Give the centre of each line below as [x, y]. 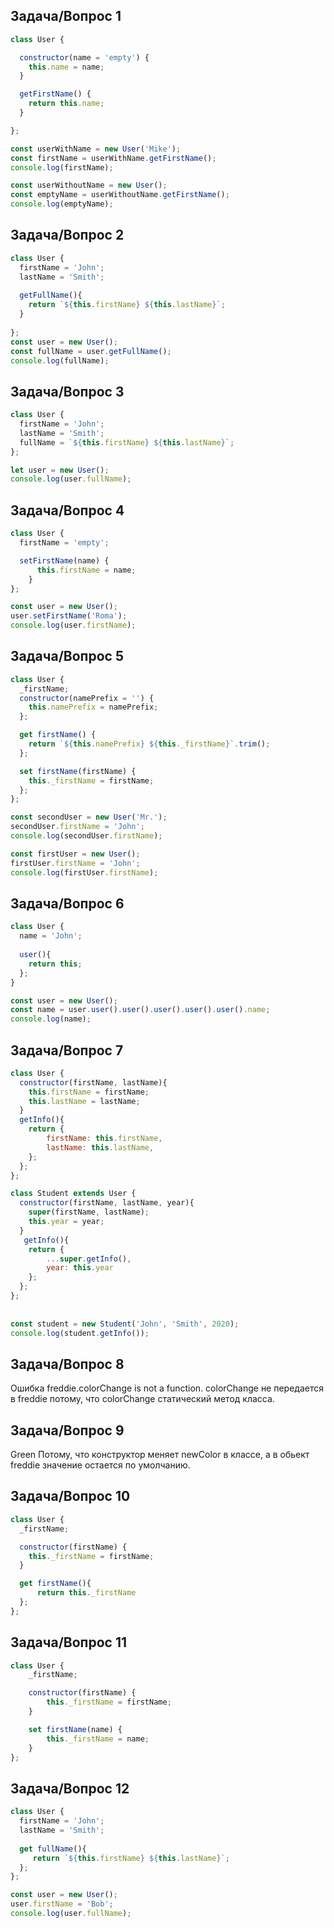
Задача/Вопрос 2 [67, 235]
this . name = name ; [66, 67]
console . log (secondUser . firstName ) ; [86, 836]
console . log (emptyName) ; [62, 204]
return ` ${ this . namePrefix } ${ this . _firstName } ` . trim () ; [149, 744]
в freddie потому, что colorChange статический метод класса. [142, 1399]
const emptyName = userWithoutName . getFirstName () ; [120, 195]
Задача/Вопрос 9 [67, 1430]
